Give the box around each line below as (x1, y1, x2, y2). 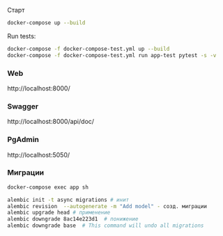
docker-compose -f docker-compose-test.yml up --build (7, 45, 170, 52)
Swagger (7, 101, 39, 111)
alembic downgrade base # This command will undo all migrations (7, 222, 204, 229)
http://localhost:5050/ (7, 150, 70, 159)
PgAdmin (7, 135, 40, 145)
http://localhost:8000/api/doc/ (7, 118, 95, 126)
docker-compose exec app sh (7, 184, 89, 191)
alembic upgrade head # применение (7, 209, 111, 217)
